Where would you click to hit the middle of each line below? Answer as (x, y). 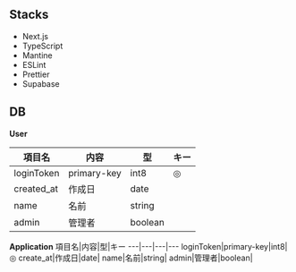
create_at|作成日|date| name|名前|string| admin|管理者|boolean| (135, 258)
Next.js (35, 36)
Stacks (29, 15)
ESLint (34, 64)
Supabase (41, 83)
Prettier (36, 74)
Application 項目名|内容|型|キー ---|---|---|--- (94, 246)
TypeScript (42, 46)
